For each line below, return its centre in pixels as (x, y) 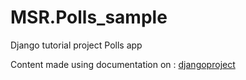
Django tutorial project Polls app (76, 45)
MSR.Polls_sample (89, 17)
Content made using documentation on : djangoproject (123, 64)
